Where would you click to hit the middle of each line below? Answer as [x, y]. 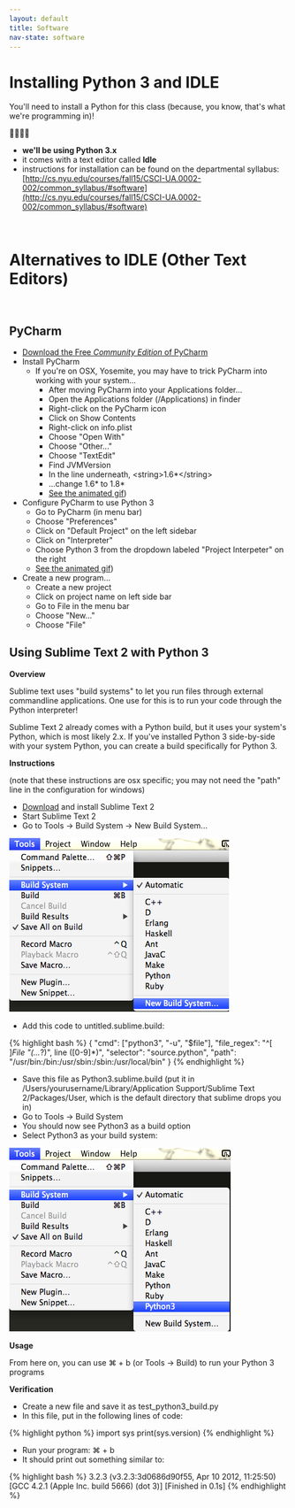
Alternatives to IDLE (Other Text [128, 260]
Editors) [39, 278]
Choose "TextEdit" [82, 456]
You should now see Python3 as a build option [106, 1126]
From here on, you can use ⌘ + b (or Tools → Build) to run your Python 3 [142, 1362]
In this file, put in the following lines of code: [102, 1415]
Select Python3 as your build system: [90, 1135]
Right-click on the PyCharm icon [107, 409]
